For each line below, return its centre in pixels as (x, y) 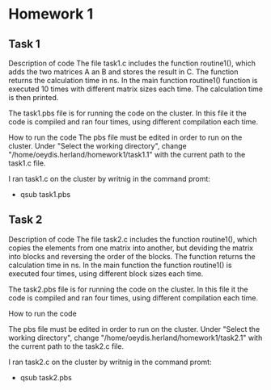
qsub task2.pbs (46, 377)
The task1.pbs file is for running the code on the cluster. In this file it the (127, 113)
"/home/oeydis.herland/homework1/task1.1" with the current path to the (127, 155)
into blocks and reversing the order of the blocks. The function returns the (132, 256)
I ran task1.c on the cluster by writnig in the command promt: (109, 179)
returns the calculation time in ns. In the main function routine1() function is (133, 80)
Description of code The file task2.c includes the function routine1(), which (133, 239)
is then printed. (34, 97)
